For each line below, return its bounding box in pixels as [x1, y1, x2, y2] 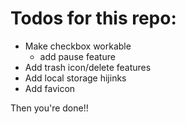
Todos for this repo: [10, 7, 177, 30]
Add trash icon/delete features [24, 61, 152, 73]
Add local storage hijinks [24, 72, 127, 84]
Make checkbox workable [24, 40, 132, 52]
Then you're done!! [10, 102, 89, 114]
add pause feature [39, 50, 116, 62]
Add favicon [24, 82, 76, 94]
